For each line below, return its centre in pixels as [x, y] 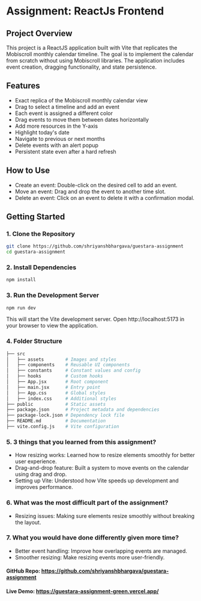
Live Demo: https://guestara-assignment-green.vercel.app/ [82, 591]
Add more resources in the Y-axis [56, 126]
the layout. [28, 522]
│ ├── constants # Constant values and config [73, 371]
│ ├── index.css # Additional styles [61, 399]
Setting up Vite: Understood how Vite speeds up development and [97, 481]
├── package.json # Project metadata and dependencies [83, 410]
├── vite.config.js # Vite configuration [63, 427]
